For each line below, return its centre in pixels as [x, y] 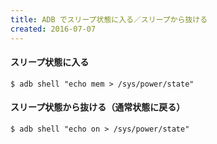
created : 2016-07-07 [53, 29]
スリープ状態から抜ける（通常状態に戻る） [98, 107]
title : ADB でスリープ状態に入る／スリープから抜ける [109, 19]
